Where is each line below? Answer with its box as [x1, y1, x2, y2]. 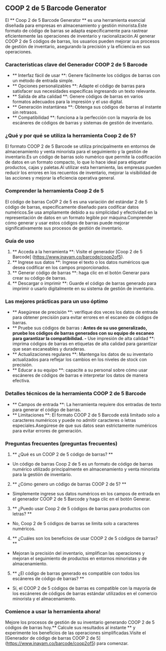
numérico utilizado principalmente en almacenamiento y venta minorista [12, 466, 160, 472]
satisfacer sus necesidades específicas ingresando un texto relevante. [12, 88, 157, 94]
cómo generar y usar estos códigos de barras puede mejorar [5, 220, 130, 226]
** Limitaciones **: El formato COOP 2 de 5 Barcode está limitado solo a [12, 412, 160, 418]
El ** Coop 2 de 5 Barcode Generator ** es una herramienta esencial [5, 17, 145, 23]
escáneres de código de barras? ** [12, 575, 84, 582]
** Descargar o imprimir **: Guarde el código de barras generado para [12, 280, 157, 286]
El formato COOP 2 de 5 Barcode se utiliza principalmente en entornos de [5, 143, 156, 149]
